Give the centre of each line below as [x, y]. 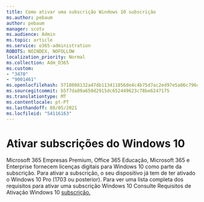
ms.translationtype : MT [36, 96]
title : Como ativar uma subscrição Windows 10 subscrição [81, 12]
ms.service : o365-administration [49, 46]
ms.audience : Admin [31, 35]
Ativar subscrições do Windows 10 [96, 143]
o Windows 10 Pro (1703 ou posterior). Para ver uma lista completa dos [95, 180]
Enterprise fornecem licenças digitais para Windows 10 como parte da [94, 167]
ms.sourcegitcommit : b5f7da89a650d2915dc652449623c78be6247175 [88, 91]
